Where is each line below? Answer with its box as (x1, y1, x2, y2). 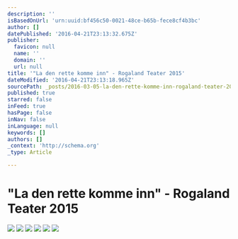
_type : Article (7, 149, 52, 156)
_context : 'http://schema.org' (7, 143, 100, 150)
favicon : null (13, 43, 55, 50)
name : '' (13, 50, 40, 57)
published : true (7, 89, 55, 96)
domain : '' (13, 57, 46, 64)
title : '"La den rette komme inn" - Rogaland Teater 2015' (7, 70, 186, 77)
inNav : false (7, 116, 46, 123)
